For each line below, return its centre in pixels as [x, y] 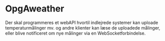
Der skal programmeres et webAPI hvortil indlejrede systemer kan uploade [82, 22]
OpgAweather [35, 9]
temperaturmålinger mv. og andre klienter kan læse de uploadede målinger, [83, 27]
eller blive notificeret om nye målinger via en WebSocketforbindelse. [75, 33]
